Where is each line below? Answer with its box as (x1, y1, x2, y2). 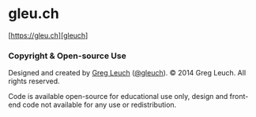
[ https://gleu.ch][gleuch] (8, 31, 88, 40)
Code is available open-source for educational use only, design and (8, 92, 228, 101)
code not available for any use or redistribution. (22, 100, 177, 110)
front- (229, 92, 249, 101)
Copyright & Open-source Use (8, 50, 126, 61)
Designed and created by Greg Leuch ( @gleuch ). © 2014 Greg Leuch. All (8, 68, 247, 78)
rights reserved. (8, 76, 61, 86)
